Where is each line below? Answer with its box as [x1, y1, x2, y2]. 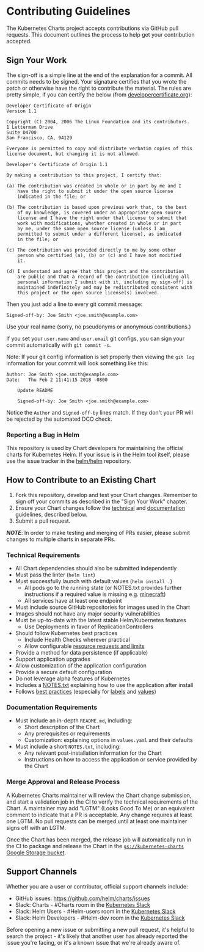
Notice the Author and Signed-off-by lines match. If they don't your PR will [6, 409, 194, 416]
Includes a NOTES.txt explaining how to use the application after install [15, 681, 194, 689]
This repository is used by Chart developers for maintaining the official [6, 445, 184, 452]
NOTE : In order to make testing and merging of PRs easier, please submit [6, 529, 191, 536]
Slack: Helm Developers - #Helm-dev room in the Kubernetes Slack [15, 914, 185, 921]
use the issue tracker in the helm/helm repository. [6, 457, 131, 465]
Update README [17, 387, 53, 393]
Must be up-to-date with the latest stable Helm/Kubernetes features [15, 617, 186, 624]
